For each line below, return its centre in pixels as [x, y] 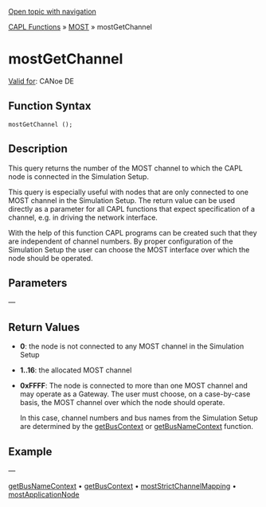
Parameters [38, 283]
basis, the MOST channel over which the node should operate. [122, 403]
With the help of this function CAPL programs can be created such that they [133, 232]
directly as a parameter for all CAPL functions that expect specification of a [131, 209]
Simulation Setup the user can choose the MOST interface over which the [129, 249]
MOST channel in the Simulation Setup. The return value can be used [122, 200]
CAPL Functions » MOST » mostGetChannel [80, 27]
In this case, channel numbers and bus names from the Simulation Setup [139, 418]
